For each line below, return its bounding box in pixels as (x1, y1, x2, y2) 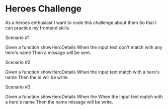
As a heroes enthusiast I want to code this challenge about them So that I (5, 19, 157, 25)
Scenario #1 (5, 34, 30, 40)
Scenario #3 (5, 83, 31, 90)
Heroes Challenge (5, 3, 82, 14)
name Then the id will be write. (5, 74, 69, 80)
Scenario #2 (5, 59, 31, 65)
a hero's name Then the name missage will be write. (5, 98, 113, 105)
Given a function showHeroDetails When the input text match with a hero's (5, 68, 160, 75)
